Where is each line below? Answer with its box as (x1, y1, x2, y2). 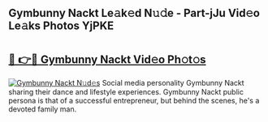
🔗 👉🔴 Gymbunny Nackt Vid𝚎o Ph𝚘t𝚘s (8, 53, 206, 66)
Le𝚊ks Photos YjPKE (8, 19, 115, 33)
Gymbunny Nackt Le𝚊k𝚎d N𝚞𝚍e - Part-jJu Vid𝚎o (8, 6, 260, 20)
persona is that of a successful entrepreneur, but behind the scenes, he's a (8, 96, 260, 105)
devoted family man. (8, 104, 77, 114)
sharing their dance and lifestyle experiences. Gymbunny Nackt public (8, 87, 244, 96)
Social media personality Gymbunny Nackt (102, 78, 245, 87)
